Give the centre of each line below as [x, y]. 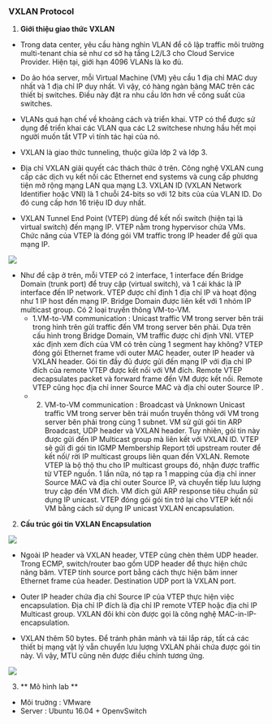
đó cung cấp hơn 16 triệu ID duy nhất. [83, 203]
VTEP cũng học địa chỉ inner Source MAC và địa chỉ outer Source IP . [148, 388]
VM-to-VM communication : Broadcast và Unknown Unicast [145, 405]
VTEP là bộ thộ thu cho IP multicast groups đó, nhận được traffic [152, 466]
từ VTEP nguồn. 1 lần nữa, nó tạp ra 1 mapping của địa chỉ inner [150, 474]
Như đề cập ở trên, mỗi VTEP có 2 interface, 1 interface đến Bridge [132, 275]
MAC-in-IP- [237, 614]
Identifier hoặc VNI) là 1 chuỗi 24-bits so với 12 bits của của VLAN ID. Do [141, 194]
